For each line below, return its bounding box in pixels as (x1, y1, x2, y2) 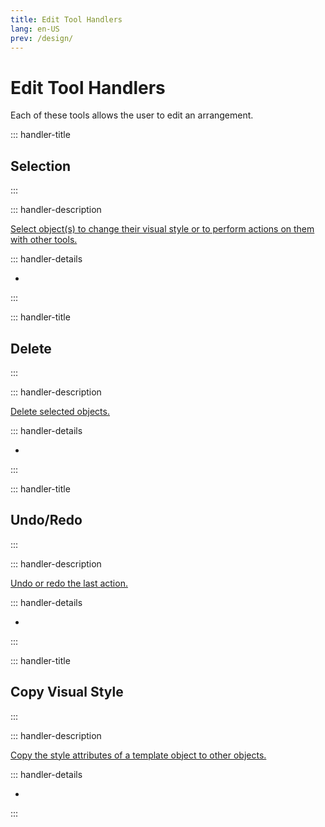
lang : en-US (10, 24, 60, 34)
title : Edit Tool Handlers (10, 14, 123, 25)
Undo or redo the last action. (10, 577, 128, 589)
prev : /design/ (10, 33, 74, 43)
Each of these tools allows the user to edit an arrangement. (10, 109, 254, 121)
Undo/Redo (10, 512, 83, 529)
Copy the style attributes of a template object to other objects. (10, 749, 267, 761)
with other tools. (10, 234, 78, 246)
